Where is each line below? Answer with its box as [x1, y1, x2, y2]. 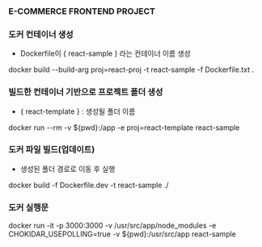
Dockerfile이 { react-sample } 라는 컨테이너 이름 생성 [19, 48, 192, 58]
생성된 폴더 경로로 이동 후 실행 [19, 164, 116, 174]
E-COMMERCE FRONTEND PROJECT [8, 6, 156, 17]
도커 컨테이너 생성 [8, 28, 74, 40]
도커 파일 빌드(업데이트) [8, 144, 95, 155]
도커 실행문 [8, 202, 49, 213]
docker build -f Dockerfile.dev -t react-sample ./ [8, 180, 169, 190]
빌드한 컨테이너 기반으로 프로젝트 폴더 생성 [8, 86, 163, 98]
